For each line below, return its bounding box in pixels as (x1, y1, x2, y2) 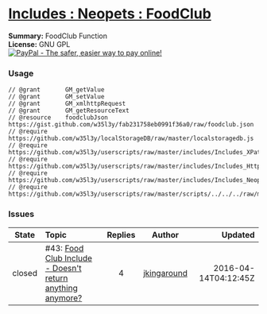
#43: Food (44, 242, 84, 254)
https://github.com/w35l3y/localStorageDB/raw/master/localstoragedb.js (8, 134, 254, 143)
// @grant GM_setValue (8, 93, 105, 101)
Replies (106, 229, 136, 240)
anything (44, 282, 78, 293)
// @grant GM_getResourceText (8, 107, 130, 115)
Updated (221, 229, 255, 240)
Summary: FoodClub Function (8, 31, 107, 41)
